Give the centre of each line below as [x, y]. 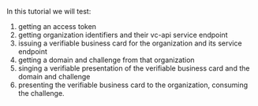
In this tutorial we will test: [49, 11]
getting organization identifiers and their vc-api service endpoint [123, 35]
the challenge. [41, 93]
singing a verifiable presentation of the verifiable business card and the [134, 68]
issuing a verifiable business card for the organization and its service [130, 43]
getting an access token [57, 26]
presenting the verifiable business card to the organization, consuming [133, 85]
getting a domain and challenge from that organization [106, 60]
